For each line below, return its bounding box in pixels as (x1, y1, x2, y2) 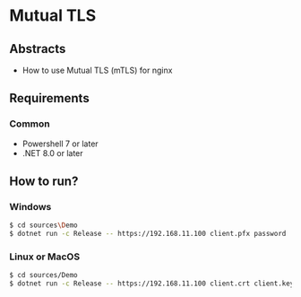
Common (9, 118, 51, 130)
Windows (9, 201, 52, 213)
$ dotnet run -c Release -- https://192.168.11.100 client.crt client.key (9, 279, 295, 288)
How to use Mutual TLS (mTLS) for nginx (21, 65, 173, 75)
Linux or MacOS (9, 250, 81, 263)
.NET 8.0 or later (21, 147, 83, 158)
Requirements (9, 91, 90, 106)
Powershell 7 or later (21, 138, 99, 149)
